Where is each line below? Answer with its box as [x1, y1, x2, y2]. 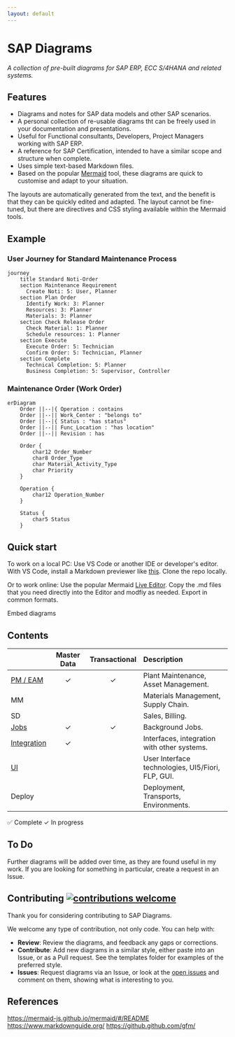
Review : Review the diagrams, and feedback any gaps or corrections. [17, 938, 218, 947]
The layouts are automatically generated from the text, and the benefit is [7, 190, 215, 199]
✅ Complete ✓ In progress [7, 818, 84, 826]
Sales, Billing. [143, 711, 187, 721]
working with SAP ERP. [17, 139, 84, 148]
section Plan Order [20, 295, 77, 302]
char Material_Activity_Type [32, 461, 117, 468]
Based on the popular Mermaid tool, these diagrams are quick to [17, 169, 203, 178]
